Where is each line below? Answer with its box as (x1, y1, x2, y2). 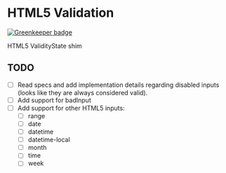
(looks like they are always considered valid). (17, 88, 148, 97)
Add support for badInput (17, 96, 91, 104)
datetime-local (27, 135, 70, 144)
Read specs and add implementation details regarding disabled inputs (17, 81, 220, 89)
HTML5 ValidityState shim (7, 41, 82, 50)
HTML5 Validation (7, 5, 114, 21)
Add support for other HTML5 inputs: (17, 104, 125, 112)
